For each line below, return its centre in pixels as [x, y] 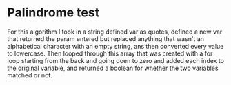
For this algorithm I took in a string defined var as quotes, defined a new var [115, 32]
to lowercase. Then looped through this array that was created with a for [110, 53]
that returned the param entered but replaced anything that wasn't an [106, 38]
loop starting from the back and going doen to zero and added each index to [115, 60]
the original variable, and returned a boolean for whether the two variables [113, 68]
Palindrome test [53, 13]
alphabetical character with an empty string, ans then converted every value [115, 46]
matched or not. [30, 75]
